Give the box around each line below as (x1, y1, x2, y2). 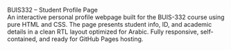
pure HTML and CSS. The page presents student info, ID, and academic (7, 21, 212, 28)
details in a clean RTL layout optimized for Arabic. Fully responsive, (7, 27, 199, 36)
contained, (7, 35, 38, 43)
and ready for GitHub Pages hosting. (39, 35, 144, 43)
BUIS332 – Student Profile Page (7, 6, 99, 14)
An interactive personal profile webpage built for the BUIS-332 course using (7, 13, 225, 21)
